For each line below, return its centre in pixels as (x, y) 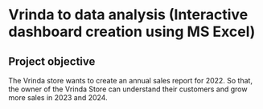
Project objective (52, 61)
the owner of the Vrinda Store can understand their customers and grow (128, 89)
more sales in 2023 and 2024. (58, 97)
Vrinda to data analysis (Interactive (128, 15)
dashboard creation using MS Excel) (132, 32)
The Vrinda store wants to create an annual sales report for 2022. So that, (131, 81)
